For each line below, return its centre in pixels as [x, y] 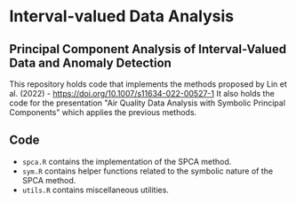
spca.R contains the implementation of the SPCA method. [127, 161]
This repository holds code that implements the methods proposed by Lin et [148, 84]
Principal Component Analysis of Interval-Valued [148, 49]
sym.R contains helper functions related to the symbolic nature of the [148, 171]
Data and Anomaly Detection [90, 62]
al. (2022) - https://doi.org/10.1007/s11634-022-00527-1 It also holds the [142, 93]
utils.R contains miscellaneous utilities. [95, 190]
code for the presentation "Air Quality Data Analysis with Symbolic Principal [148, 103]
